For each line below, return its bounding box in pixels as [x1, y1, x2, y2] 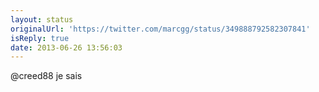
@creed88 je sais [10, 70, 83, 82]
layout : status [10, 14, 74, 25]
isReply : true [10, 33, 70, 43]
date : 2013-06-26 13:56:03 [10, 42, 123, 53]
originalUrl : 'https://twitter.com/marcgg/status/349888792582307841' [10, 24, 311, 34]
